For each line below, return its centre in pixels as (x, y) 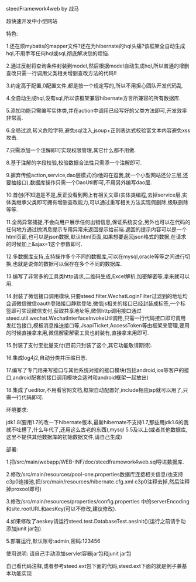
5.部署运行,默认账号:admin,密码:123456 (53, 541)
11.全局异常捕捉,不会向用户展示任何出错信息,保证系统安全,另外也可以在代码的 (98, 222)
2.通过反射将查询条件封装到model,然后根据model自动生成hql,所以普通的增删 (98, 66)
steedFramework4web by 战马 (43, 9)
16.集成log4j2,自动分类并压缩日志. (47, 358)
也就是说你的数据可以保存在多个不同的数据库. (67, 264)
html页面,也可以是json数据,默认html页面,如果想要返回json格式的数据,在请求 (96, 237)
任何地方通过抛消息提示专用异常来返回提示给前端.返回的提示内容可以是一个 (97, 229)
